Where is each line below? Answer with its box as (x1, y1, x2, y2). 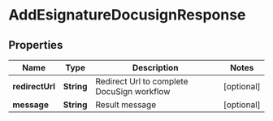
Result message (95, 99, 157, 110)
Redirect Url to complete (95, 76, 188, 87)
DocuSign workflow (95, 86, 171, 97)
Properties (8, 38, 63, 52)
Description (132, 63, 179, 73)
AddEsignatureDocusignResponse (8, 6, 246, 24)
